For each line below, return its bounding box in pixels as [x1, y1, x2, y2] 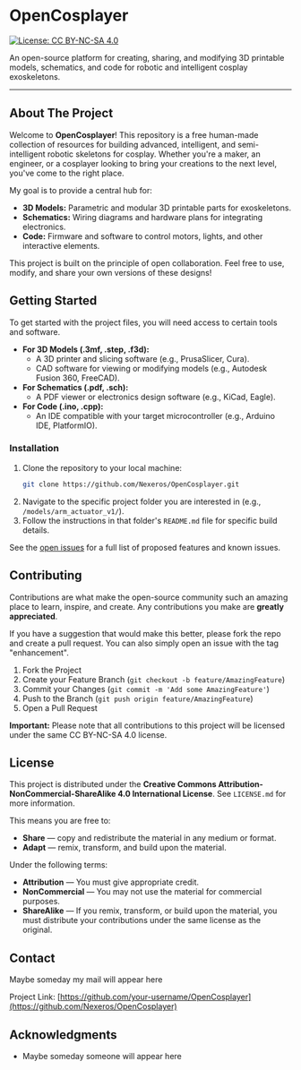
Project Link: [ [9, 991, 61, 1003]
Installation [9, 442, 60, 455]
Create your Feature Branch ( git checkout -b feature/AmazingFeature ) [21, 673, 286, 685]
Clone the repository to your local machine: [21, 462, 182, 473]
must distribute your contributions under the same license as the [21, 915, 262, 926]
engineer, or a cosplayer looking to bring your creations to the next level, [9, 158, 278, 168]
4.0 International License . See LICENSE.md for [117, 789, 287, 800]
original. [21, 924, 53, 936]
